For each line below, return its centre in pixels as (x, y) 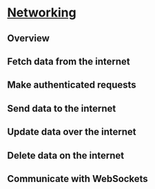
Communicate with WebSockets (77, 178)
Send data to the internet (62, 108)
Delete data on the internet (66, 156)
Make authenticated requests (72, 85)
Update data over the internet (72, 132)
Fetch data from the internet (69, 61)
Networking (42, 13)
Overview (29, 38)
